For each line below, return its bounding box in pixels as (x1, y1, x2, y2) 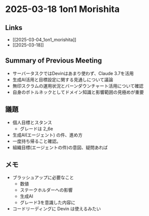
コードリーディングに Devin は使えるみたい (12, 206, 101, 212)
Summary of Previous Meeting (5, 56, 102, 65)
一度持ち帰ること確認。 (12, 138, 61, 144)
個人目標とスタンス (12, 119, 52, 125)
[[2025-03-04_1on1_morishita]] (12, 36, 76, 42)
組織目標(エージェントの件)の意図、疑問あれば (12, 144, 108, 150)
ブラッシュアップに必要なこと (12, 174, 74, 180)
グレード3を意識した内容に (19, 199, 76, 205)
